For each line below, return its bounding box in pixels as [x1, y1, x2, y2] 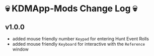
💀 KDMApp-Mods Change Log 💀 [5, 3, 138, 14]
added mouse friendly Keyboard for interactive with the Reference [12, 41, 145, 47]
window [12, 46, 29, 52]
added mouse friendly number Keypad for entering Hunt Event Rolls [12, 36, 149, 42]
